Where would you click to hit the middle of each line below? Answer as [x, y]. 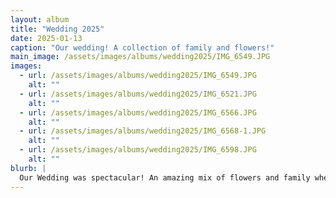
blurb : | [28, 168]
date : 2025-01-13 [46, 38]
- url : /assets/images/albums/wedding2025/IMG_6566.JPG [138, 112]
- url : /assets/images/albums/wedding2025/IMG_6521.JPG [138, 94]
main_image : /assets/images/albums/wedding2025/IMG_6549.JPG [140, 57]
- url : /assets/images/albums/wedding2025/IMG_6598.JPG [138, 150]
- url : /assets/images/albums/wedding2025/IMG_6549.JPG [138, 76]
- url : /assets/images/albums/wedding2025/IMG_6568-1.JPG [143, 131]
